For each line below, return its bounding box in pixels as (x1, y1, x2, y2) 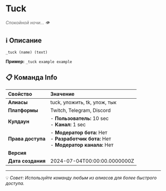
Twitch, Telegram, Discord (50, 107, 111, 114)
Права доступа (8, 135, 46, 142)
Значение (50, 90, 75, 97)
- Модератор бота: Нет (50, 129, 107, 136)
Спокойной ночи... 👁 (5, 19, 50, 25)
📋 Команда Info (5, 74, 58, 82)
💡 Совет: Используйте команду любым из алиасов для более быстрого (5, 175, 157, 181)
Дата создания (8, 157, 46, 164)
